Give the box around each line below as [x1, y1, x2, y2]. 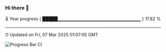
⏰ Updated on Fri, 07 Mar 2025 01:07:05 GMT [5, 32, 98, 38]
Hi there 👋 [5, 4, 30, 11]
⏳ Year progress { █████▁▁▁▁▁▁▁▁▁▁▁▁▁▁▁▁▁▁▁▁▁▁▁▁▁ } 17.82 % [5, 16, 161, 22]
